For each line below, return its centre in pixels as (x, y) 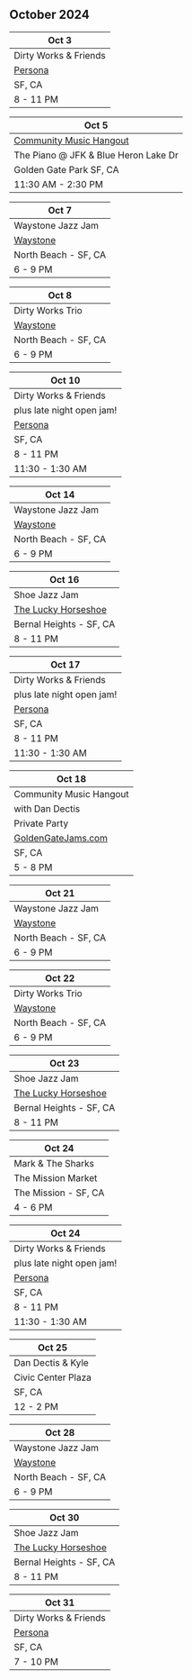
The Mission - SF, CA (59, 1193)
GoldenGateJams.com (61, 838)
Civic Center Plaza (52, 1377)
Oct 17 (65, 664)
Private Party (41, 823)
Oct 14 (60, 495)
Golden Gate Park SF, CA (66, 169)
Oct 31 (60, 1603)
